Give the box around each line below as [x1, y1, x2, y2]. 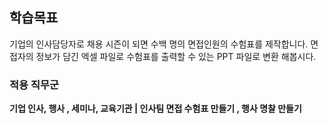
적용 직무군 [9, 78, 60, 92]
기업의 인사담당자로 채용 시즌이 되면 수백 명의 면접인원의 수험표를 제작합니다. [9, 38, 309, 50]
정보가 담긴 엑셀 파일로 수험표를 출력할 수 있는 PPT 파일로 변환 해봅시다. [35, 50, 317, 62]
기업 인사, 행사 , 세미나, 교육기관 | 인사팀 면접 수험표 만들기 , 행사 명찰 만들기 [9, 103, 302, 115]
